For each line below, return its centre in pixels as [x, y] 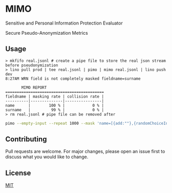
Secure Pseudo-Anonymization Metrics [47, 33]
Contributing [26, 139]
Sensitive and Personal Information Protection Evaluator [64, 23]
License [18, 173]
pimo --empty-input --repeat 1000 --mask [50, 123]
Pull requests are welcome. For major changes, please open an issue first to [85, 152]
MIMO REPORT [34, 87]
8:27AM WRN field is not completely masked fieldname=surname [73, 79]
